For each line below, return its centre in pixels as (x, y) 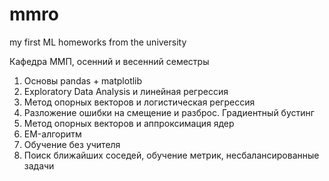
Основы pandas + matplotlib (83, 80)
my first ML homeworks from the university (98, 42)
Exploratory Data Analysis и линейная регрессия (126, 91)
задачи (39, 165)
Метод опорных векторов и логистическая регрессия (139, 102)
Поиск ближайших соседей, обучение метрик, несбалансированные (171, 155)
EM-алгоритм (52, 134)
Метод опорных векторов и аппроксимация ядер (129, 123)
